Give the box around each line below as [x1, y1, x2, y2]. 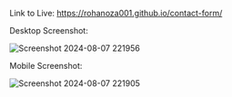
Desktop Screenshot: [9, 25, 88, 35]
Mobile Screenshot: [9, 61, 83, 71]
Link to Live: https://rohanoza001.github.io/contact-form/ [9, 8, 223, 18]
